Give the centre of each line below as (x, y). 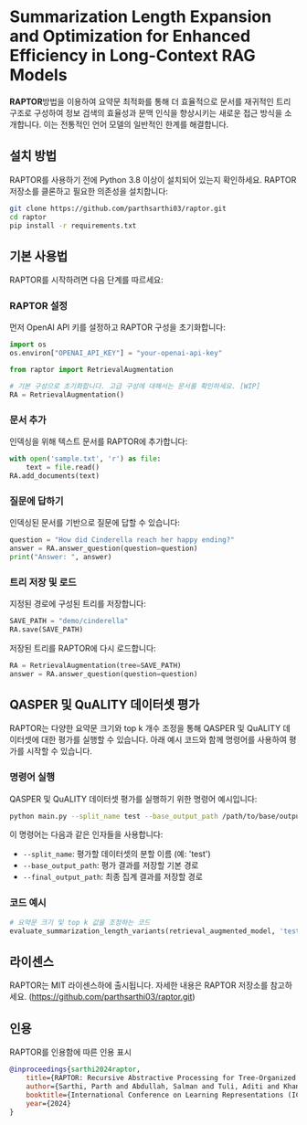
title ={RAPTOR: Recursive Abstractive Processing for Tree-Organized (161, 1078)
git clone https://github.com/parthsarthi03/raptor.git (118, 208)
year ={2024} (48, 1103)
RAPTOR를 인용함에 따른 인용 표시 (71, 1052)
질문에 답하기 (37, 501)
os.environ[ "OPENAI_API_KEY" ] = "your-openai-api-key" (116, 354)
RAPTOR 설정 (39, 306)
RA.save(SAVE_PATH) (47, 629)
